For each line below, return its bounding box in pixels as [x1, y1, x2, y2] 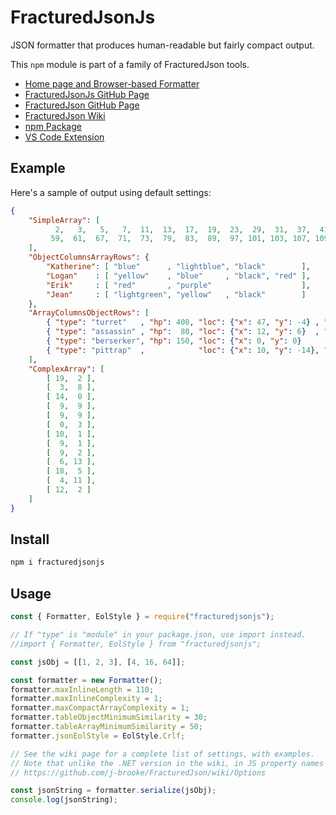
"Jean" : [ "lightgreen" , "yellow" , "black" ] [46, 289, 307, 300]
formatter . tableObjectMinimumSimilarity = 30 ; [10, 712, 208, 723]
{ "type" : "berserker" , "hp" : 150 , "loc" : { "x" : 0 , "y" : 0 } [46, 336, 302, 346]
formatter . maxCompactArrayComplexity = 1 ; [10, 703, 190, 713]
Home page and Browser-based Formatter [24, 77, 200, 90]
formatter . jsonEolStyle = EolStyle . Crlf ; [10, 731, 186, 741]
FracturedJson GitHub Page [24, 99, 140, 111]
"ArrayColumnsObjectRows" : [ [28, 308, 150, 318]
